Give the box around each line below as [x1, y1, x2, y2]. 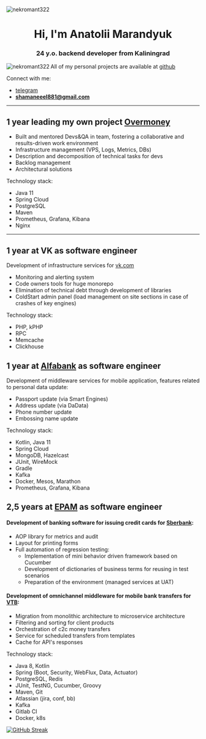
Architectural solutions [15, 165, 72, 173]
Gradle [15, 464, 32, 472]
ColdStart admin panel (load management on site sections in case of [15, 293, 189, 300]
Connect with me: [6, 75, 51, 82]
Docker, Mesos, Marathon [15, 477, 81, 485]
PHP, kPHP [15, 324, 44, 331]
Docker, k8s [15, 714, 46, 721]
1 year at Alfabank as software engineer [6, 360, 161, 371]
